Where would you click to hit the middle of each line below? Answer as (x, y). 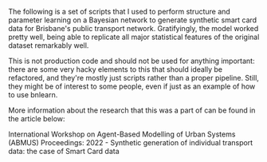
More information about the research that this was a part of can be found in (132, 110)
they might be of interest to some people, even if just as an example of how (132, 86)
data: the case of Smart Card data (64, 151)
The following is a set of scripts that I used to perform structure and (120, 12)
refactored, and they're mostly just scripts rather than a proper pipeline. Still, (133, 78)
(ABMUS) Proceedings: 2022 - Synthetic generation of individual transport (131, 142)
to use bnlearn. (33, 95)
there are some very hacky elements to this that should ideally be (116, 69)
